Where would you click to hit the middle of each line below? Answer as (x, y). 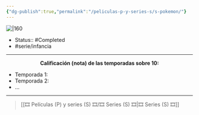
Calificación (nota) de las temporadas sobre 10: (99, 63)
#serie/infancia (33, 46)
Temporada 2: (32, 81)
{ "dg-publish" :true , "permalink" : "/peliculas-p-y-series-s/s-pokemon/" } (96, 11)
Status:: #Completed (40, 40)
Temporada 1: (31, 74)
